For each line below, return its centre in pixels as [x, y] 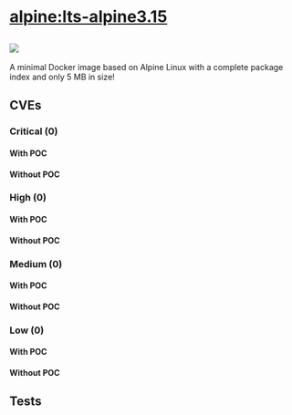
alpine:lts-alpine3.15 [89, 17]
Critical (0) [34, 131]
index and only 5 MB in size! [63, 77]
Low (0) [27, 330]
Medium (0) [36, 264]
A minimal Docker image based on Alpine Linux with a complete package [146, 67]
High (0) [28, 198]
